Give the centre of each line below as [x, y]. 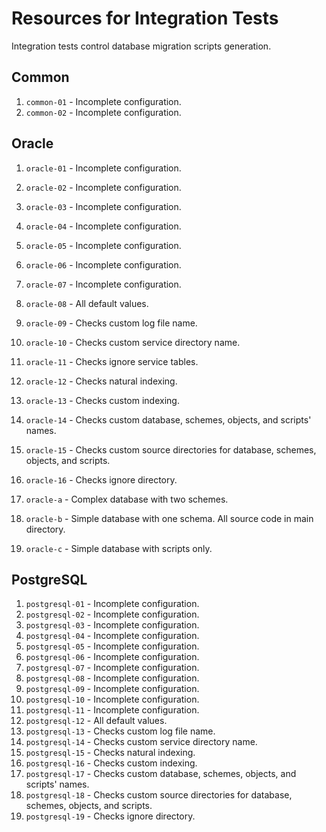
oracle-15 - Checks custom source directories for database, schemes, [171, 449]
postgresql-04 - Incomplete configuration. [112, 636]
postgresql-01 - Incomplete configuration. [112, 604]
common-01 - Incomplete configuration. [103, 101]
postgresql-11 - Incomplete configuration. [112, 710]
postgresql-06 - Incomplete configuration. [112, 657]
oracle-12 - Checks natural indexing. [101, 381]
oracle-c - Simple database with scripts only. [119, 548]
